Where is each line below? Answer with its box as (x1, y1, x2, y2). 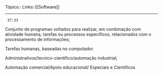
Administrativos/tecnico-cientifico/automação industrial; (5, 55, 118, 61)
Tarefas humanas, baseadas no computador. (5, 46, 95, 51)
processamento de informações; (5, 37, 70, 42)
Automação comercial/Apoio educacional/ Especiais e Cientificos (5, 64, 136, 70)
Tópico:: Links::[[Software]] (5, 4, 60, 10)
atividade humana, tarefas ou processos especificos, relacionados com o (5, 31, 151, 37)
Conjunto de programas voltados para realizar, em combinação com (5, 26, 141, 32)
